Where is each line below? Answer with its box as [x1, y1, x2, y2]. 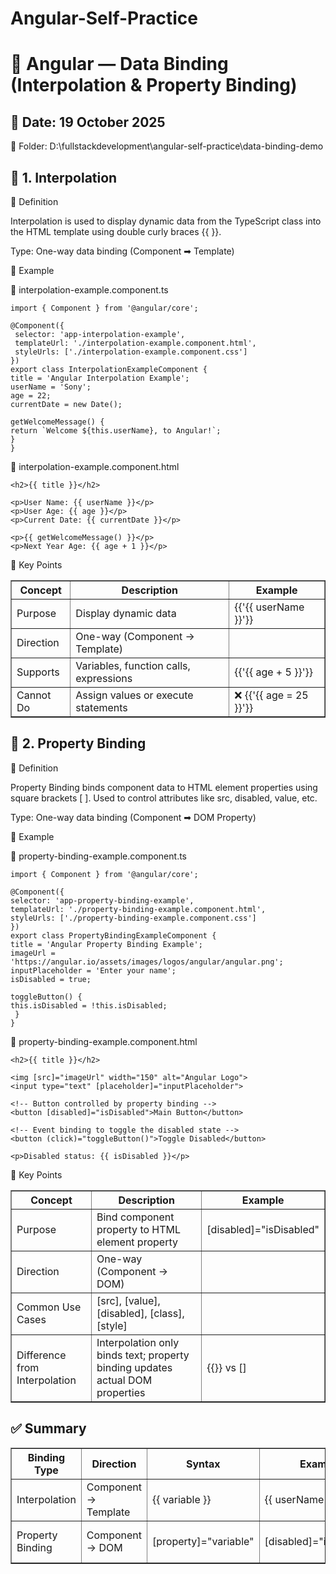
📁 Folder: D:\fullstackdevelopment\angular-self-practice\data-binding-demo [10, 140, 324, 152]
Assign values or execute [75, 688, 194, 702]
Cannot [16, 688, 52, 702]
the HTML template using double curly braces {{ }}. [10, 226, 222, 237]
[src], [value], [96, 1293, 161, 1307]
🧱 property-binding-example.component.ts [10, 850, 188, 862]
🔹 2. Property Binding [10, 735, 147, 752]
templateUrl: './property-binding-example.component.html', [10, 904, 267, 914]
